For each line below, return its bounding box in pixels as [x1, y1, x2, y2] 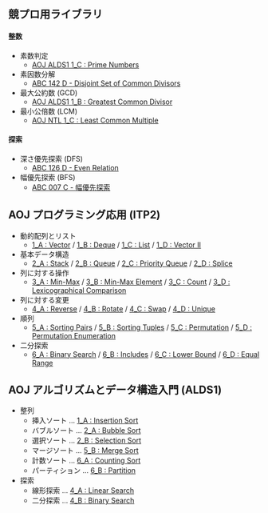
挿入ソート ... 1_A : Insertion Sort [31, 415, 139, 426]
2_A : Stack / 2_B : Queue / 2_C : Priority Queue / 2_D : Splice [31, 259, 233, 268]
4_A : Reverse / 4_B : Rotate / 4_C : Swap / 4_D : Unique [31, 303, 215, 314]
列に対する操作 [19, 267, 69, 278]
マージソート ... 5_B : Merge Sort [31, 446, 140, 455]
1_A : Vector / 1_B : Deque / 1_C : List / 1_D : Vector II [31, 239, 202, 250]
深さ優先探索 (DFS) [19, 154, 84, 163]
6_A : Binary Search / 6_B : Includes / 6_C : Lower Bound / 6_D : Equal [31, 349, 260, 359]
